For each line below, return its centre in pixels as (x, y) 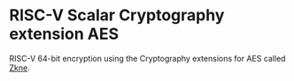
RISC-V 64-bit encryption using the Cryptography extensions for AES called (147, 58)
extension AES (64, 34)
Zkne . (19, 68)
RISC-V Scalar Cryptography (117, 15)
